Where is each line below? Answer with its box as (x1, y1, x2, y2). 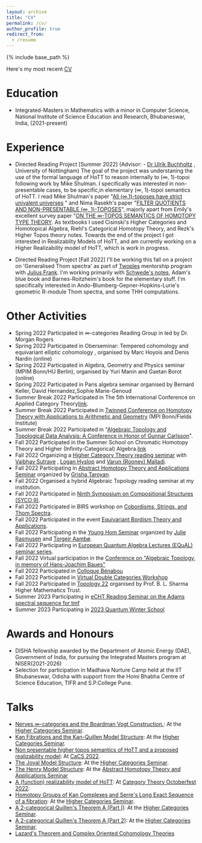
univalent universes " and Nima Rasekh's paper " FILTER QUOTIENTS (14, 199, 186, 206)
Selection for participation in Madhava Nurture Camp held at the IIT (14, 666, 182, 674)
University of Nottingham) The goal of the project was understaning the (14, 167, 193, 174)
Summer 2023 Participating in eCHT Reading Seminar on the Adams (14, 592, 185, 600)
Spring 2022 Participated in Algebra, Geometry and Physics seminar (14, 361, 185, 369)
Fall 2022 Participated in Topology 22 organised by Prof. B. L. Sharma (14, 580, 189, 587)
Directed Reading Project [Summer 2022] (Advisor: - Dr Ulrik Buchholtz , (14, 160, 196, 168)
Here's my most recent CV (6, 65, 72, 73)
